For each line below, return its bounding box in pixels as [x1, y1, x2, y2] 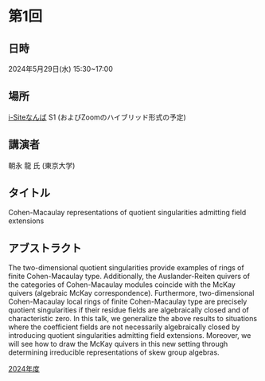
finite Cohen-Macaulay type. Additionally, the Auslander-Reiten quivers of [8, 272, 251, 281]
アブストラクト [8, 241, 82, 255]
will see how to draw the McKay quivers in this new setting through [8, 340, 228, 349]
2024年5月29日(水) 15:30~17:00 [8, 65, 114, 73]
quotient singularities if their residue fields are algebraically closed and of [8, 305, 249, 315]
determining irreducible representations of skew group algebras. [8, 348, 220, 357]
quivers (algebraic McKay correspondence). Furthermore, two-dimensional [8, 289, 255, 298]
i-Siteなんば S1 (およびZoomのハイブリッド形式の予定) [8, 112, 187, 122]
